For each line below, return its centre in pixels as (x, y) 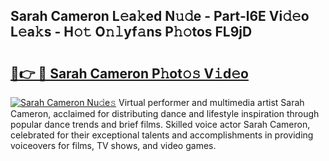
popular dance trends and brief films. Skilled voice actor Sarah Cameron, (160, 124)
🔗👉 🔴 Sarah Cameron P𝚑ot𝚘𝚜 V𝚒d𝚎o (129, 73)
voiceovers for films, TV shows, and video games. (113, 145)
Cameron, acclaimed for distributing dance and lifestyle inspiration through (165, 113)
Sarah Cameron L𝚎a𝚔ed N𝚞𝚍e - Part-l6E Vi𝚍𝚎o (160, 16)
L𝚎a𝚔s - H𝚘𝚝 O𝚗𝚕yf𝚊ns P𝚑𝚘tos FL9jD (131, 32)
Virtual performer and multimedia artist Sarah (211, 102)
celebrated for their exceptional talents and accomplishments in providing (162, 135)
